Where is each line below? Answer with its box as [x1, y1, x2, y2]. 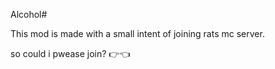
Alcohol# [10, 9, 48, 20]
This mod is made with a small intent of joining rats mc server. [10, 28, 265, 39]
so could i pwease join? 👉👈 [10, 48, 131, 59]
